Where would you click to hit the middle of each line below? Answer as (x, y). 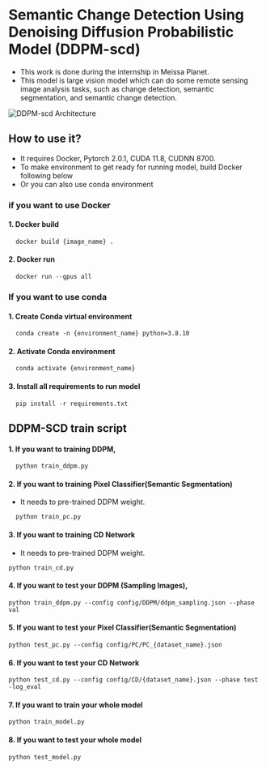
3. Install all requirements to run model (74, 386)
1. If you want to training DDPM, (62, 449)
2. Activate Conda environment (62, 351)
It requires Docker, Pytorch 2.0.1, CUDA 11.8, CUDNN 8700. (118, 158)
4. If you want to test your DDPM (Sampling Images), (98, 586)
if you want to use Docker (59, 205)
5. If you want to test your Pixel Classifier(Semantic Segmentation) (122, 628)
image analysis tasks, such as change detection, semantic (117, 89)
